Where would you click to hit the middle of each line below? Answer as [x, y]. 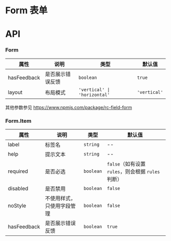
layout [15, 92]
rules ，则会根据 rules [133, 171]
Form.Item [18, 121]
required [18, 171]
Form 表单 [26, 10]
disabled [18, 188]
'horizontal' [94, 95]
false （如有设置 [126, 164]
